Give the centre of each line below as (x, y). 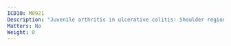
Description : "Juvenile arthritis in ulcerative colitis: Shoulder (106, 20)
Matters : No (24, 26)
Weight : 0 (21, 32)
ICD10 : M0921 (26, 13)
